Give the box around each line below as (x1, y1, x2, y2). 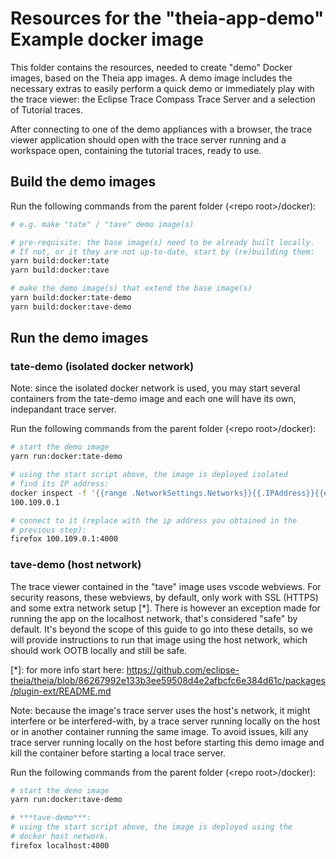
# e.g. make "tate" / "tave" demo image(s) (10, 219, 195, 229)
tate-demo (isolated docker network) (10, 360, 195, 374)
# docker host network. (10, 832, 110, 842)
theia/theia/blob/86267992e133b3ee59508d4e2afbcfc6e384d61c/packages (10, 674, 327, 686)
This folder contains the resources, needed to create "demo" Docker (10, 61, 293, 73)
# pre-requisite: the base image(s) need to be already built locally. (10, 237, 315, 247)
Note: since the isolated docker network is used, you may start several (10, 382, 301, 394)
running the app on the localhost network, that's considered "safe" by (10, 612, 298, 624)
